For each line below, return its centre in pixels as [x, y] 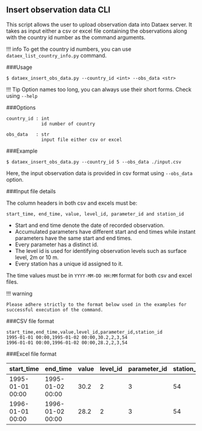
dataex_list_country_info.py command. [57, 55]
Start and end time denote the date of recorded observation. [90, 225]
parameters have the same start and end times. [73, 238]
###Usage [20, 67]
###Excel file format [32, 354]
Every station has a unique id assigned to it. [69, 263]
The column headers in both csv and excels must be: [72, 203]
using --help [22, 95]
